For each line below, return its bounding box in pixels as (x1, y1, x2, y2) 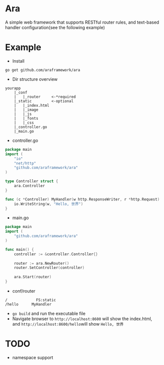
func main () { (5, 247, 34, 252)
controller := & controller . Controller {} (14, 252, 98, 257)
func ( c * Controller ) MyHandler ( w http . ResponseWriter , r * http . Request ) (5, 197, 160, 202)
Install (12, 58, 25, 64)
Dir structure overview (12, 76, 58, 82)
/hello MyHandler (5, 301, 52, 307)
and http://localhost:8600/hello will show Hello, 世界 (12, 321, 124, 327)
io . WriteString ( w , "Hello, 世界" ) (14, 201, 83, 206)
